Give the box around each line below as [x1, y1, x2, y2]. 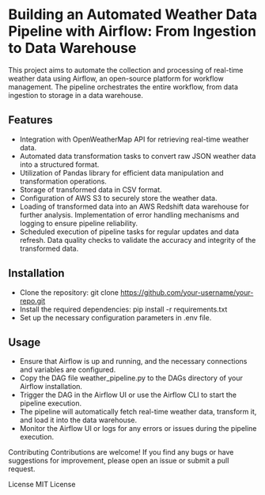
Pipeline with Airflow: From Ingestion [8, 22, 257, 40]
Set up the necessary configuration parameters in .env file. [19, 312, 212, 322]
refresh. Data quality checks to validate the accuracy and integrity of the [19, 235, 256, 244]
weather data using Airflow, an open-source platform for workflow [8, 74, 224, 83]
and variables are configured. [19, 365, 116, 375]
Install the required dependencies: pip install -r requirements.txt [19, 304, 228, 314]
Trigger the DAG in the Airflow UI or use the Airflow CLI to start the [19, 390, 237, 400]
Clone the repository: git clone [19, 287, 119, 297]
